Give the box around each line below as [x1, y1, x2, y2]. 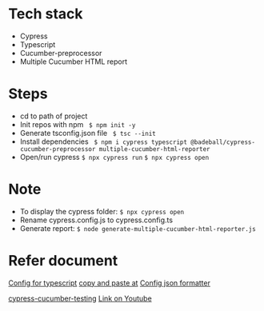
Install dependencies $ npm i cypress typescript [19, 137, 188, 146]
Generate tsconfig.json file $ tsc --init [19, 128, 156, 138]
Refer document [8, 252, 118, 269]
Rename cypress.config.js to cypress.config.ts [19, 215, 174, 225]
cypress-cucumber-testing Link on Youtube [8, 293, 152, 303]
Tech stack [8, 5, 83, 23]
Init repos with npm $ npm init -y [19, 119, 136, 129]
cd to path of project [19, 111, 88, 121]
